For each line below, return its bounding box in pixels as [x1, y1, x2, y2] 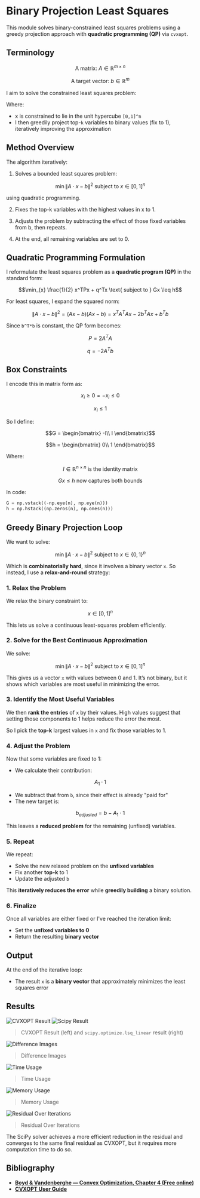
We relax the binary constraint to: [6, 597, 88, 604]
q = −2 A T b [87, 346, 114, 354]
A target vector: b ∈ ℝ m [70, 76, 130, 85]
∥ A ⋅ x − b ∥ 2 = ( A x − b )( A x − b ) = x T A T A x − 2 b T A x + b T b [32, 310, 169, 317]
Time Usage [20, 1075, 51, 1082]
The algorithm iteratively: [6, 158, 67, 166]
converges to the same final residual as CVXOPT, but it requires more [6, 1139, 177, 1147]
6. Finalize [6, 901, 37, 909]
